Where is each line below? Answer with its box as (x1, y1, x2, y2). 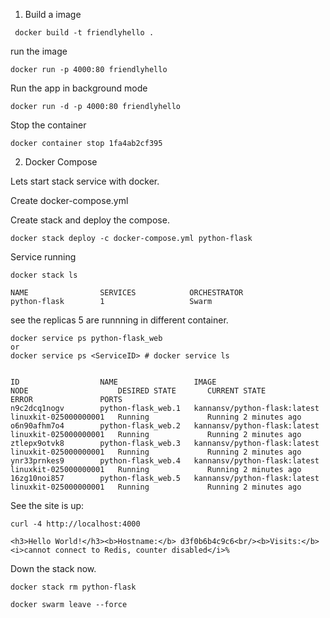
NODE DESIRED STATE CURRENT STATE (10, 386, 267, 396)
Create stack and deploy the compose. (10, 214, 170, 226)
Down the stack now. (10, 563, 97, 574)
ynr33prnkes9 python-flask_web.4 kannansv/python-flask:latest (10, 456, 320, 466)
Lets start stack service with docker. (10, 175, 160, 187)
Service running (10, 251, 77, 263)
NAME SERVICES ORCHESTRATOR (10, 288, 244, 298)
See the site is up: (10, 500, 85, 511)
